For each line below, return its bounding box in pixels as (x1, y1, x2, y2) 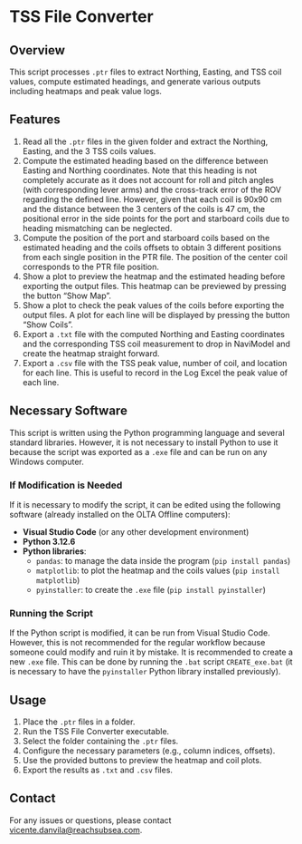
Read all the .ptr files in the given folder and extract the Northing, (22, 136, 269, 147)
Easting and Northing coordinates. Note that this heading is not (22, 165, 258, 176)
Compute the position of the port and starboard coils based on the (22, 232, 270, 243)
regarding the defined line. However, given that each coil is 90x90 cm (22, 193, 282, 205)
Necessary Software (9, 403, 128, 419)
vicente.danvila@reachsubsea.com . (9, 824, 143, 835)
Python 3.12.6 (22, 536, 76, 547)
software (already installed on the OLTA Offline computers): (9, 509, 231, 519)
